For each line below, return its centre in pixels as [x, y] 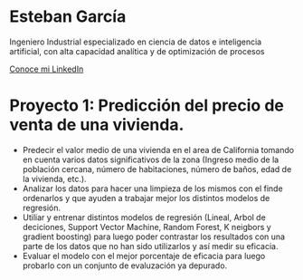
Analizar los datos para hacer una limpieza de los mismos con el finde [152, 188]
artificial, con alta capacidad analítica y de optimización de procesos [137, 51]
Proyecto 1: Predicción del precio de [147, 106]
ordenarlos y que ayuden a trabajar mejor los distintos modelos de [146, 198]
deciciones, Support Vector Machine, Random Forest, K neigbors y [147, 227]
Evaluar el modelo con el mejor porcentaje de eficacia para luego [144, 256]
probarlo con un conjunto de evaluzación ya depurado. [125, 266]
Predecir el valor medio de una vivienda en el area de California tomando [158, 150]
